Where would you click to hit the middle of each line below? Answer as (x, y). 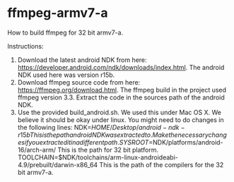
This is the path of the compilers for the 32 (162, 164)
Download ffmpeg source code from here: (79, 82)
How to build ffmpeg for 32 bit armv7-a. (65, 32)
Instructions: (25, 46)
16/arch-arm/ (37, 150)
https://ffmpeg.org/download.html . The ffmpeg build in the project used (122, 90)
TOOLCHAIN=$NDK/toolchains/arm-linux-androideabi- (98, 157)
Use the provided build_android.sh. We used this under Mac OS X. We (119, 112)
